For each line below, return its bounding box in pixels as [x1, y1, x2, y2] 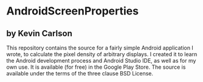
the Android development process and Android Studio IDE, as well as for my [6, 57, 196, 64]
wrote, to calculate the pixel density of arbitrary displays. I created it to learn [6, 51, 198, 58]
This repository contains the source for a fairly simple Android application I [6, 44, 193, 51]
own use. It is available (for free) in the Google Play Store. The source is [6, 63, 186, 71]
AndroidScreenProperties [6, 4, 139, 18]
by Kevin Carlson [6, 28, 73, 39]
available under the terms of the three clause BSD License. [6, 70, 154, 77]
